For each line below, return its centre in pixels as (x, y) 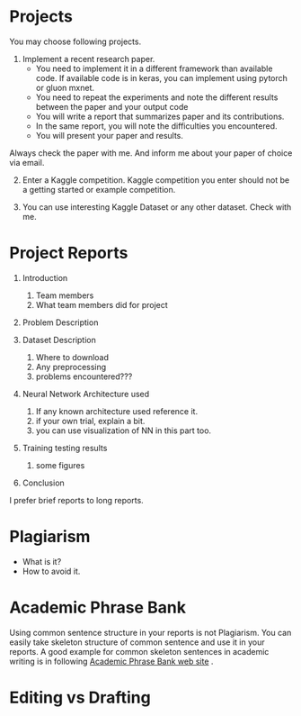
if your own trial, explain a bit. (90, 421)
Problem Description (60, 322)
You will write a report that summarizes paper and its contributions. (160, 116)
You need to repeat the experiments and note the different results (157, 97)
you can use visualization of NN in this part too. (124, 431)
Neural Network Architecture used (86, 394)
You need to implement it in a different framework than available (154, 68)
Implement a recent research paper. (89, 59)
